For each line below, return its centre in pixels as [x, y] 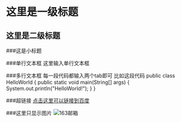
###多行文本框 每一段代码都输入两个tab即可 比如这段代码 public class [90, 76]
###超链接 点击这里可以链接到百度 [48, 101]
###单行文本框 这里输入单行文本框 [48, 63]
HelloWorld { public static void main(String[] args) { [68, 82]
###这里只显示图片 [29, 113]
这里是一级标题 [42, 12]
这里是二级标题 [33, 35]
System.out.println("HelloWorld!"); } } [51, 88]
